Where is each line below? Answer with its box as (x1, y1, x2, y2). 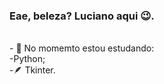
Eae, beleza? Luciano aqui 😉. (9, 9, 155, 23)
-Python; (9, 53, 46, 65)
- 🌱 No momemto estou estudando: (9, 42, 155, 54)
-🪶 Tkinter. (9, 64, 56, 76)
